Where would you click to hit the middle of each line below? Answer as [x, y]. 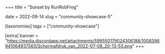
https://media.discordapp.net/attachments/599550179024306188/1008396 [83, 41]
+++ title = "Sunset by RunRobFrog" [42, 7]
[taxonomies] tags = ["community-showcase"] [52, 26]
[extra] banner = [22, 36]
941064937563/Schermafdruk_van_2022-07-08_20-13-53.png [69, 46]
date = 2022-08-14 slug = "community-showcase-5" [59, 16]
